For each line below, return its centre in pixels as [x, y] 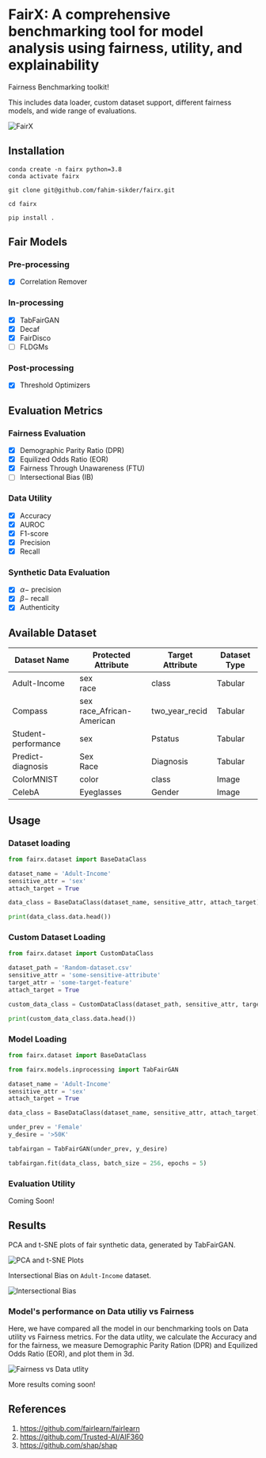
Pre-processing [39, 265]
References [37, 1409]
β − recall [34, 599]
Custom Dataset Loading [57, 938]
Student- [30, 734]
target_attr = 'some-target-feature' [70, 983]
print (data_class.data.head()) [60, 917]
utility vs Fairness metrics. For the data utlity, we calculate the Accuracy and [133, 1337]
